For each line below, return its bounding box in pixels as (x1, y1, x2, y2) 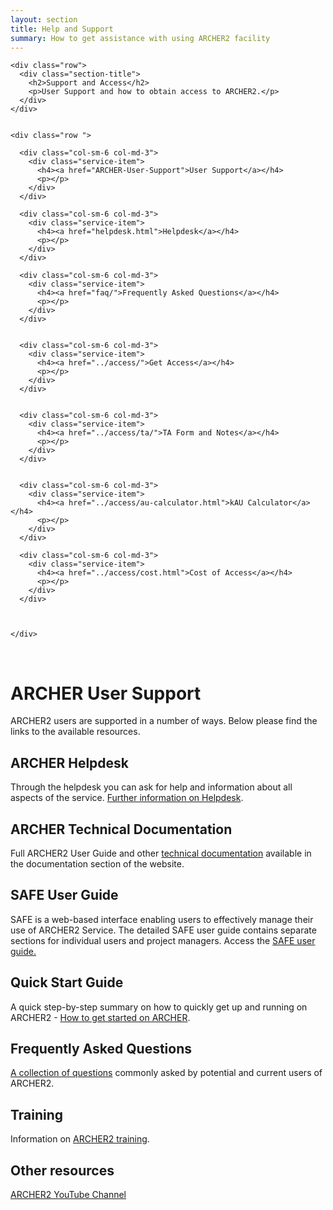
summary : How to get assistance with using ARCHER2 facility (10, 33, 271, 43)
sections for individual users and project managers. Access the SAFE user (10, 934, 316, 946)
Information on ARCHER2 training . (10, 1133, 150, 1145)
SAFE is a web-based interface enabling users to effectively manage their (10, 913, 314, 925)
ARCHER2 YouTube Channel (10, 1189, 127, 1200)
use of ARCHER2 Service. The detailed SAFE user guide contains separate (10, 924, 317, 936)
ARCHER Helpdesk (10, 754, 130, 771)
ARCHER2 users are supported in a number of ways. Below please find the (10, 715, 318, 727)
